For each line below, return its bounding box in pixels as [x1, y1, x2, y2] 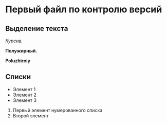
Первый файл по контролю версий [5, 4, 162, 15]
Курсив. [5, 38, 23, 44]
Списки [5, 73, 31, 81]
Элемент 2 [12, 92, 37, 98]
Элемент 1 [12, 86, 36, 92]
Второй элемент [12, 112, 49, 119]
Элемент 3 [12, 97, 37, 103]
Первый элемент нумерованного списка [12, 107, 103, 113]
